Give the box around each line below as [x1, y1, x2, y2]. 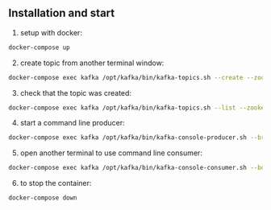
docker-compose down [8, 194, 78, 202]
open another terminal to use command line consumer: [19, 148, 203, 158]
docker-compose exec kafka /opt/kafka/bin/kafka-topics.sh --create [8, 73, 244, 81]
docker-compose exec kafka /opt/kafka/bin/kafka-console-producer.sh [8, 134, 248, 142]
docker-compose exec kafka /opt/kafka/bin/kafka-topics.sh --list [8, 104, 236, 112]
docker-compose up [8, 43, 70, 51]
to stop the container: [19, 179, 92, 188]
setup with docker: [19, 27, 83, 37]
